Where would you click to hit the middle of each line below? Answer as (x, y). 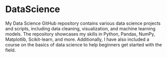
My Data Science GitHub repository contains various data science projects (83, 23)
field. (11, 50)
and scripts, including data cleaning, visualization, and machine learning (80, 28)
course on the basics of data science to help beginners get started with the (83, 44)
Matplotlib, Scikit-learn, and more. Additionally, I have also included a (77, 39)
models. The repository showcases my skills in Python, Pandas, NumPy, (80, 34)
